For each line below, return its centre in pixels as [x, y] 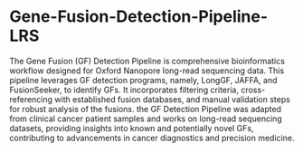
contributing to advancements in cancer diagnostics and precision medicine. [152, 138]
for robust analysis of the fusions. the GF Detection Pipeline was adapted [146, 109]
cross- [253, 90]
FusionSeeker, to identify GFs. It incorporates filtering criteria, [124, 90]
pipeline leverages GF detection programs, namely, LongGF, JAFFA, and [143, 80]
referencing [31, 99]
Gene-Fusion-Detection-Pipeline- [139, 17]
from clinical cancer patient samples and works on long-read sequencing [146, 119]
